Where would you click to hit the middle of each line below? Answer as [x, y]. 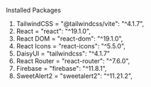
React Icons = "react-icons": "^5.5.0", [71, 46]
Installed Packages [33, 10]
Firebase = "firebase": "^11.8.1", [61, 68]
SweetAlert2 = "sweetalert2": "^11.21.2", [74, 76]
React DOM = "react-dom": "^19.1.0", [69, 39]
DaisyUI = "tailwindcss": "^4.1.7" [63, 53]
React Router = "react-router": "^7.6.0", [73, 61]
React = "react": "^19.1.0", [53, 31]
